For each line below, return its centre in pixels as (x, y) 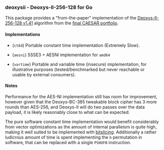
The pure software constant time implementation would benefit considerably (82, 122)
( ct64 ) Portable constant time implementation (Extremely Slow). (76, 45)
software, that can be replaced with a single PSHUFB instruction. (68, 142)
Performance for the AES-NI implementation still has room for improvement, (81, 96)
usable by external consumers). (44, 74)
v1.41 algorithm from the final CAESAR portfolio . (71, 23)
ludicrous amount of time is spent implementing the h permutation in (74, 137)
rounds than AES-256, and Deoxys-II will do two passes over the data (75, 107)
